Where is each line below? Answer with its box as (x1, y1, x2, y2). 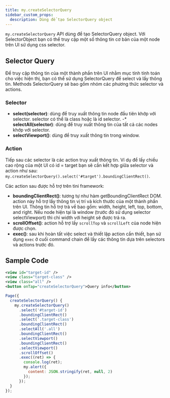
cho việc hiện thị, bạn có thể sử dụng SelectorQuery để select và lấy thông (5, 76, 162, 82)
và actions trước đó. (12, 241, 55, 247)
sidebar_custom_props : (5, 12, 53, 17)
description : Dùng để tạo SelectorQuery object (10, 17, 113, 22)
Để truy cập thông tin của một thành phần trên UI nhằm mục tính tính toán (5, 70, 160, 77)
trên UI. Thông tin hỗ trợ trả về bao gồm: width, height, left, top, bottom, (12, 204, 163, 210)
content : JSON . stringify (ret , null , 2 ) (27, 369, 113, 375)
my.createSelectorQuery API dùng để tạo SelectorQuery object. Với (5, 31, 146, 37)
